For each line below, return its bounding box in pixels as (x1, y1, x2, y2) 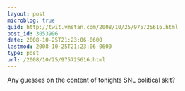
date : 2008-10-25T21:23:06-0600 (7, 37, 102, 44)
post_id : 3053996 (7, 30, 59, 37)
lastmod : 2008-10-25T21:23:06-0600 (7, 43, 112, 50)
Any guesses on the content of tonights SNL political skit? (7, 75, 175, 84)
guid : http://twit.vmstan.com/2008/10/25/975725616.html (7, 23, 179, 30)
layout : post (7, 10, 46, 18)
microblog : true (7, 17, 55, 24)
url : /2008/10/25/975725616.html (7, 56, 106, 63)
